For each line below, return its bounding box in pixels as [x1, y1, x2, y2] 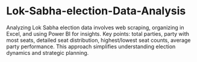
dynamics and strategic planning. [6, 49, 89, 56]
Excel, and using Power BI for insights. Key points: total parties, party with [6, 30, 190, 37]
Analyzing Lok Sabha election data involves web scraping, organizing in [6, 24, 184, 31]
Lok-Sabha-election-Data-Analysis [6, 4, 186, 18]
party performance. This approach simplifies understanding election [6, 43, 176, 50]
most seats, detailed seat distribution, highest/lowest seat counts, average [6, 36, 191, 44]
